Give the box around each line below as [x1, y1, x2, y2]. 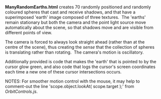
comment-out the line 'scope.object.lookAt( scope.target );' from [5, 84, 134, 89]
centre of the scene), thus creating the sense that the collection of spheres [5, 44, 155, 50]
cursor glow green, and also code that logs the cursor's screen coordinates [5, 64, 156, 70]
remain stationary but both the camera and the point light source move [5, 19, 146, 25]
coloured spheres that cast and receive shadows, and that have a [5, 9, 136, 15]
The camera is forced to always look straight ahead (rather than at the [5, 39, 145, 45]
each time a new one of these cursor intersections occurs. [5, 69, 122, 74]
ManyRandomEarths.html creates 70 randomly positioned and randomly [5, 4, 151, 10]
